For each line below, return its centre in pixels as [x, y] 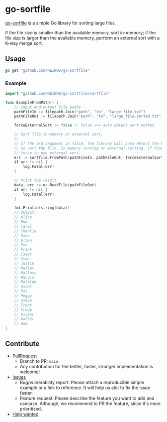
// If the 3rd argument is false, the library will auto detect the [86, 143]
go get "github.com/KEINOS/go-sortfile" [48, 70]
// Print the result [35, 180]
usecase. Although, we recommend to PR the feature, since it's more [90, 403]
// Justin [24, 263]
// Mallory [25, 273]
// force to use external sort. [47, 153]
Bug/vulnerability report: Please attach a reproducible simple [82, 382]
